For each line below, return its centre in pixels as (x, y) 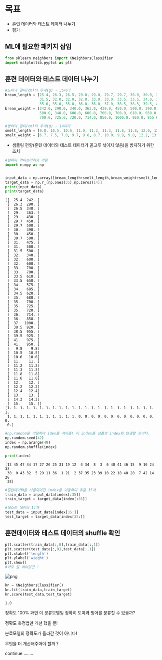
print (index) (18, 456)
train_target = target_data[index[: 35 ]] (46, 499)
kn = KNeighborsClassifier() (34, 585)
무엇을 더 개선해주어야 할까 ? (32, 644)
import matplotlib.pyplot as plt (39, 63)
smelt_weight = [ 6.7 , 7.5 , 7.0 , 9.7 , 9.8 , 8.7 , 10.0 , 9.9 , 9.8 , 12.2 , (77, 135)
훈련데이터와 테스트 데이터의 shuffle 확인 (63, 533)
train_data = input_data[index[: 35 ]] (43, 495)
